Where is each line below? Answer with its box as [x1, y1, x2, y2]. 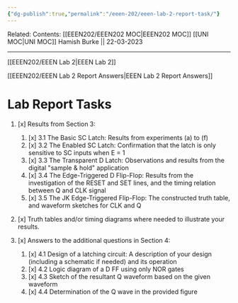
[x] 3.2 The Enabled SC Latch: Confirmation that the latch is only [28, 141, 216, 149]
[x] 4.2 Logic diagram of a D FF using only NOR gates [28, 265, 184, 273]
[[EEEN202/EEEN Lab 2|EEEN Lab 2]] [7, 57, 116, 66]
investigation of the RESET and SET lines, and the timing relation [28, 178, 216, 187]
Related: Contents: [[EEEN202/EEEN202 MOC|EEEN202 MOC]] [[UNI [7, 30, 209, 38]
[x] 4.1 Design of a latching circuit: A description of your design [28, 249, 212, 258]
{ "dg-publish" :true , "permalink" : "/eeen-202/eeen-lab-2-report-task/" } [7, 10, 220, 18]
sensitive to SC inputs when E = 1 [28, 148, 125, 156]
